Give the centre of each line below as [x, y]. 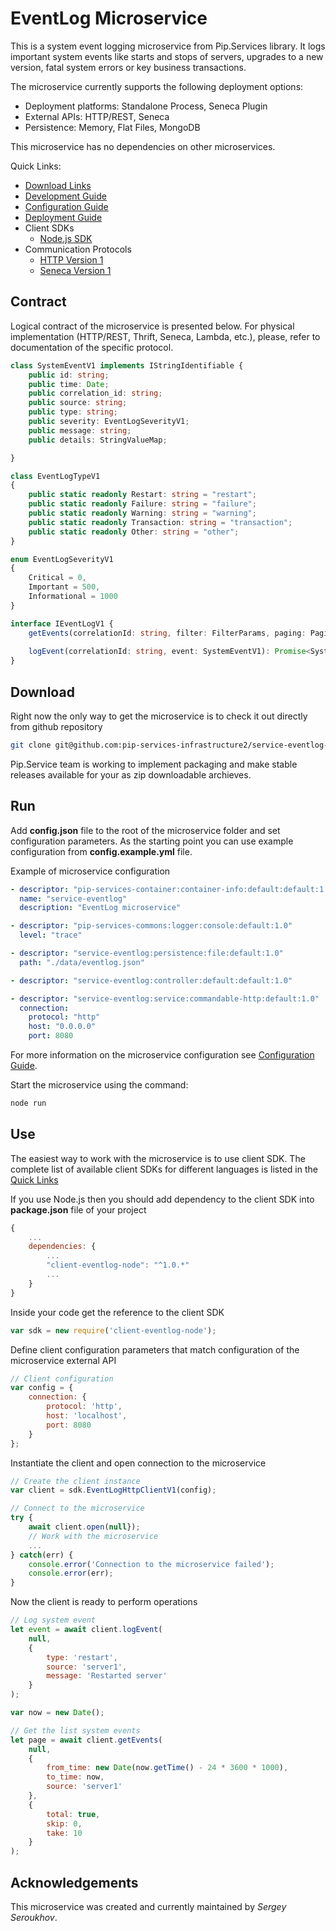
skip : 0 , [64, 1823]
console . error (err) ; [71, 1573]
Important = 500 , [64, 587]
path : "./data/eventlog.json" [82, 962]
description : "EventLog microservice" [100, 908]
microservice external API [63, 1360]
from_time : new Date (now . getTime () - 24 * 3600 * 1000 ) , [167, 1768]
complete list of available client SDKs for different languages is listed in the [164, 1169]
